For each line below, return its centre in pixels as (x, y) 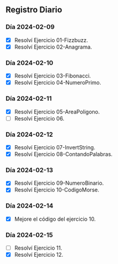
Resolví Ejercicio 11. (38, 248)
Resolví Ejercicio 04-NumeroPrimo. (58, 83)
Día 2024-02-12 (29, 134)
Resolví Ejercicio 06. (39, 118)
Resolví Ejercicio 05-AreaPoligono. (57, 112)
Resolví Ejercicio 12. (39, 255)
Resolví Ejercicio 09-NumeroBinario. (59, 183)
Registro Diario (34, 10)
